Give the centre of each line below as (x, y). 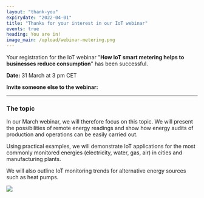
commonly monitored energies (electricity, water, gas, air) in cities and (94, 153)
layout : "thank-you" (32, 12)
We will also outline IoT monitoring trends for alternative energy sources (96, 171)
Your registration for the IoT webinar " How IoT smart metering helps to (95, 57)
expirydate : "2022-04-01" (39, 18)
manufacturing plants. (34, 159)
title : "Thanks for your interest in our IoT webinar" (77, 23)
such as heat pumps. (32, 177)
